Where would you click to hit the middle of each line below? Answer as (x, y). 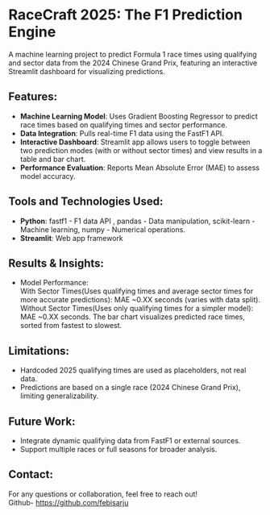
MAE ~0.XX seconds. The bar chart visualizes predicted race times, (133, 317)
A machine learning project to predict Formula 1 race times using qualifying (133, 54)
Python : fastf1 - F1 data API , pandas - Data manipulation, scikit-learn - (137, 221)
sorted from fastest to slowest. (71, 326)
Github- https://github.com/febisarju (69, 502)
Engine (32, 32)
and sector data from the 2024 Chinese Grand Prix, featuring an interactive (133, 63)
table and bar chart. (53, 159)
